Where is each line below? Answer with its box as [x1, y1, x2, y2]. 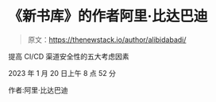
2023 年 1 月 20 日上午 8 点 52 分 [8, 68, 117, 77]
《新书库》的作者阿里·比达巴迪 [8, 7, 208, 25]
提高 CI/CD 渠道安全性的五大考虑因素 [8, 51, 129, 61]
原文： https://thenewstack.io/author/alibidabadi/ [27, 35, 187, 44]
